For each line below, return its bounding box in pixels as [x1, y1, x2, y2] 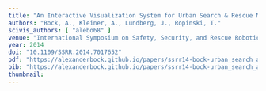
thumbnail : [8, 70, 44, 78]
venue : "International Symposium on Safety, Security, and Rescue [8, 33, 232, 42]
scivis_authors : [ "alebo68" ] [8, 26, 112, 34]
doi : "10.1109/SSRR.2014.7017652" [8, 48, 123, 56]
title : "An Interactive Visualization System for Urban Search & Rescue [8, 11, 253, 20]
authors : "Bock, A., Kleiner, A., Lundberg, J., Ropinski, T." [8, 19, 222, 27]
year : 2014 [8, 41, 44, 49]
